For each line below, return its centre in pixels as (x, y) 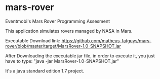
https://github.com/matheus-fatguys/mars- (107, 41)
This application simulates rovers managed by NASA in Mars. (69, 31)
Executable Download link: (33, 41)
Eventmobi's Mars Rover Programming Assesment (58, 21)
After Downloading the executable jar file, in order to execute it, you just (80, 56)
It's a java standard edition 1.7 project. (45, 71)
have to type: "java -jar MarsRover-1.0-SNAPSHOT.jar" (62, 61)
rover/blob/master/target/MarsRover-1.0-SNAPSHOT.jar (63, 46)
